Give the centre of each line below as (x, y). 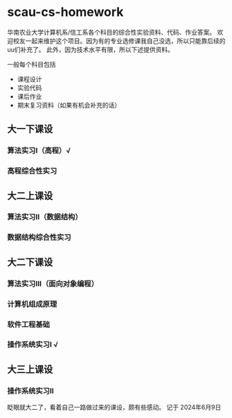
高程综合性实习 (32, 171)
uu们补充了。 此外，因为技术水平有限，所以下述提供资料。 (91, 49)
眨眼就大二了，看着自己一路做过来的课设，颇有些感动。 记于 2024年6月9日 (114, 408)
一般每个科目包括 (32, 64)
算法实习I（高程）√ (39, 151)
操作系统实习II (30, 391)
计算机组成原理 (32, 304)
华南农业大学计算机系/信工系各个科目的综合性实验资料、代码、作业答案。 (111, 32)
